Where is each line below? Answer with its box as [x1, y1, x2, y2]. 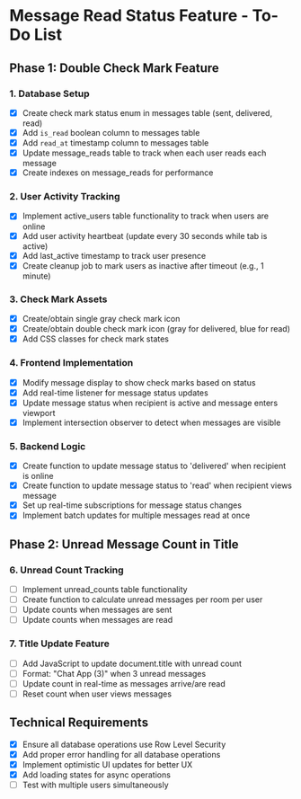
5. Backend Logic [9, 439, 86, 452]
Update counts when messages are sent [22, 604, 173, 616]
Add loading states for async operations [22, 769, 171, 780]
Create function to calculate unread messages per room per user [22, 594, 263, 605]
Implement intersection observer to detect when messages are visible [22, 417, 281, 428]
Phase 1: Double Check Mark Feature [9, 60, 220, 75]
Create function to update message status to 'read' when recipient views [22, 480, 292, 491]
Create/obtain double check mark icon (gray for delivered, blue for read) [22, 324, 290, 334]
